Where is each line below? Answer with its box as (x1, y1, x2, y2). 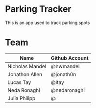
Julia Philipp (7, 95, 36, 102)
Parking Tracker (5, 3, 72, 15)
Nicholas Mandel (7, 63, 47, 70)
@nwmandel (50, 63, 80, 70)
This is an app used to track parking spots (5, 20, 90, 26)
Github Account (50, 54, 89, 61)
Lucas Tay (7, 79, 31, 85)
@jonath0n (50, 71, 76, 78)
